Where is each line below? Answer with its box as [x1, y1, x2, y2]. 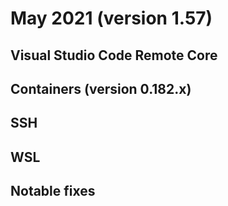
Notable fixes [10, 183, 96, 200]
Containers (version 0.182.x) [10, 80, 192, 97]
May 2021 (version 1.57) [10, 7, 213, 30]
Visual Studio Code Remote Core [10, 47, 218, 64]
